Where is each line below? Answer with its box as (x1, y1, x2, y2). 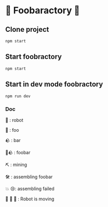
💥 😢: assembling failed (5, 185, 55, 192)
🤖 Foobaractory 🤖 (5, 5, 80, 16)
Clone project (5, 25, 49, 34)
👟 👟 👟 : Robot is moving (5, 196, 55, 202)
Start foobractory (5, 52, 62, 61)
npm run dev (5, 93, 31, 99)
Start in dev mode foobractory (5, 80, 103, 89)
